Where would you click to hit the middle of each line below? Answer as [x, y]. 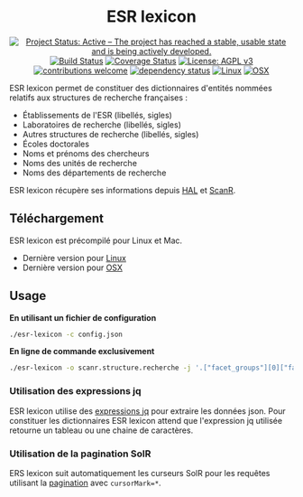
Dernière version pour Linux [74, 258]
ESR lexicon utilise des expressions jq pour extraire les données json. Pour [147, 411]
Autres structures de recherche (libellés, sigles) [110, 134]
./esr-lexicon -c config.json [66, 334]
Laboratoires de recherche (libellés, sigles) [102, 125]
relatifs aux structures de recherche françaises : [98, 98]
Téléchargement [56, 219]
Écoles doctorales [56, 144]
